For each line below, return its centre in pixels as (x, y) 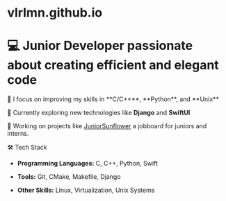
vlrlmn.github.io (55, 13)
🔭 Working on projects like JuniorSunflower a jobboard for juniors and (107, 126)
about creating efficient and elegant (113, 65)
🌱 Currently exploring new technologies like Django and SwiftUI (99, 113)
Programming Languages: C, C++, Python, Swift (88, 164)
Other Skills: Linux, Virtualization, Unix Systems (86, 190)
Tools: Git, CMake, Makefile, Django (69, 177)
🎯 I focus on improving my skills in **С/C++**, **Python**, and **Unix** (113, 99)
